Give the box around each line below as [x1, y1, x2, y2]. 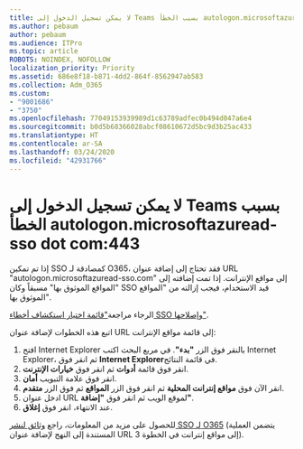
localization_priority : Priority [9, 64, 135, 73]
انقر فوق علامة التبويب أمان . [22, 373, 117, 384]
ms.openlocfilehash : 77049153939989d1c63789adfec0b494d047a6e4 [9, 114, 252, 123]
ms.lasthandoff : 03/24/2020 [9, 147, 115, 156]
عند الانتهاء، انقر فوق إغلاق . [22, 402, 114, 413]
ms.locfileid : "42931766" [9, 155, 106, 165]
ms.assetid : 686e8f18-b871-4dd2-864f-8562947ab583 [9, 72, 204, 81]
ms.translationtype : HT [9, 131, 99, 140]
